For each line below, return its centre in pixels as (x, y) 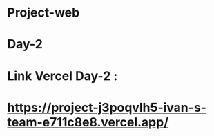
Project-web (43, 13)
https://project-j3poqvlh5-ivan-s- (107, 107)
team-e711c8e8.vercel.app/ (88, 122)
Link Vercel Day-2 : (62, 76)
